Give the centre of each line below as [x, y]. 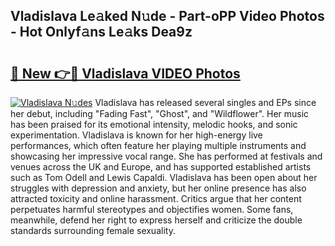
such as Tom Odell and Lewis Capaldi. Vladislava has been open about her [164, 177]
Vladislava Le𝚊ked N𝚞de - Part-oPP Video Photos [167, 16]
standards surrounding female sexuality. [93, 230]
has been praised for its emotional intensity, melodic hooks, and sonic [154, 124]
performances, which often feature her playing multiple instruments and [158, 145]
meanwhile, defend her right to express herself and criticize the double [156, 220]
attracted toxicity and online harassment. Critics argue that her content [156, 198]
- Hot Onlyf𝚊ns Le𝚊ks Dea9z [101, 32]
